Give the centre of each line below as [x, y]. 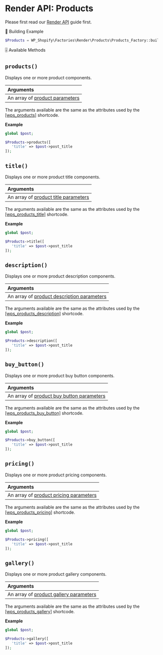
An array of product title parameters [49, 197]
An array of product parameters [44, 98]
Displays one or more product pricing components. [56, 475]
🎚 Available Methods [25, 50]
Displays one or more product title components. [53, 177]
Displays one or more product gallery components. [56, 574]
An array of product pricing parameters [52, 495]
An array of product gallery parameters [52, 595]
